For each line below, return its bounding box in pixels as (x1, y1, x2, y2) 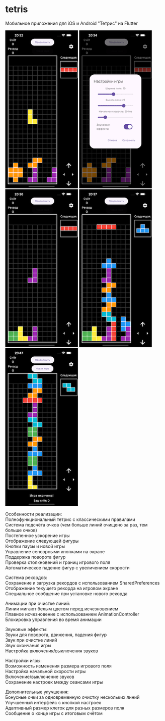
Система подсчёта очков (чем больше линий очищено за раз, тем (5, 521, 148, 527)
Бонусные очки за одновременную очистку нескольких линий (5, 694, 140, 700)
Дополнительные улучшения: (5, 689, 69, 695)
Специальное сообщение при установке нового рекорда (5, 590, 128, 597)
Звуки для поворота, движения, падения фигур (5, 632, 107, 638)
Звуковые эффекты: (5, 626, 48, 632)
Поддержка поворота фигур (5, 554, 66, 560)
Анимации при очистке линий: (5, 600, 70, 606)
